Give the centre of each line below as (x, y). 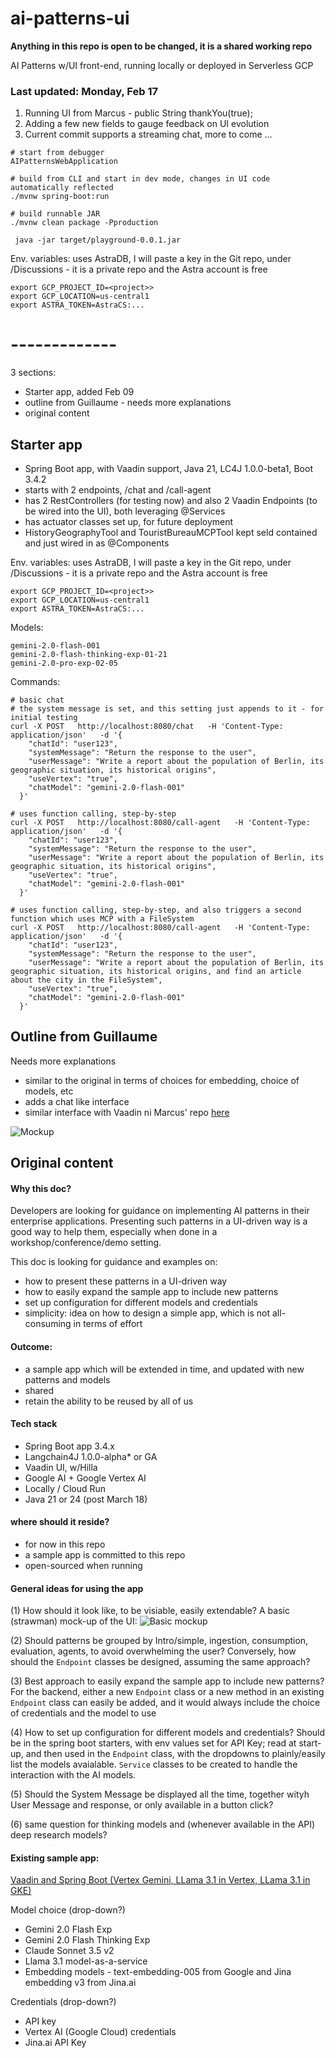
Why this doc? (41, 1188)
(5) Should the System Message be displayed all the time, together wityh (160, 1794)
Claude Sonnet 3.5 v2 (69, 1951)
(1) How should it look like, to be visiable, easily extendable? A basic (150, 1611)
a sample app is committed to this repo (105, 1555)
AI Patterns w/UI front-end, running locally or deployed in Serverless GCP (162, 65)
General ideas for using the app (77, 1588)
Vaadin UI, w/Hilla (61, 1467)
